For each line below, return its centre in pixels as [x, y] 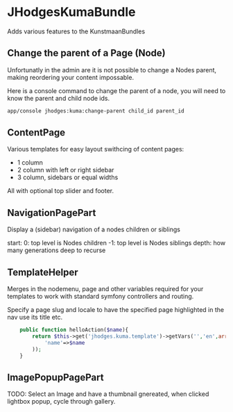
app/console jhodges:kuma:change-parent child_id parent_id [96, 111]
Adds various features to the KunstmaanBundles [76, 31]
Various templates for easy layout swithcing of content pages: [96, 149]
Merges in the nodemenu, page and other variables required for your [105, 289]
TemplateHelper [43, 272]
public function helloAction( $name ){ [74, 330]
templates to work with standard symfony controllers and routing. [101, 297]
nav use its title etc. [35, 318]
